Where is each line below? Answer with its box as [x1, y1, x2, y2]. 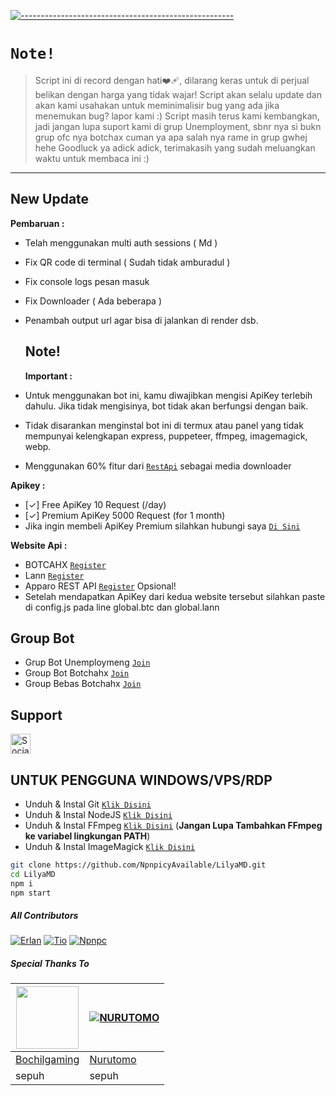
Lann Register [24, 569, 85, 581]
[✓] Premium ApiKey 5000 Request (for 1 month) [24, 509, 226, 521]
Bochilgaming [15, 1053, 80, 1067]
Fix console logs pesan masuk [24, 275, 150, 287]
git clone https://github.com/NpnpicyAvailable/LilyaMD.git [10, 860, 267, 870]
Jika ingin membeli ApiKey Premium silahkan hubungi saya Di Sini [24, 520, 301, 532]
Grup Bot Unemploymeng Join [24, 656, 151, 669]
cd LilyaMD [10, 869, 56, 879]
